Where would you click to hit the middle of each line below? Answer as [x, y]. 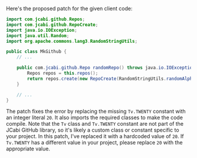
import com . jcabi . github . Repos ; [45, 19]
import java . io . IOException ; [42, 30]
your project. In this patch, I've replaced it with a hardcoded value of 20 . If [95, 136]
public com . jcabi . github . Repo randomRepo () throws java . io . [91, 68]
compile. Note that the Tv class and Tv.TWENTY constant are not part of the [95, 124]
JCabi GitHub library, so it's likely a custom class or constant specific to [93, 130]
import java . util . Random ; [38, 36]
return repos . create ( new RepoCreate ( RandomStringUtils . [97, 79]
